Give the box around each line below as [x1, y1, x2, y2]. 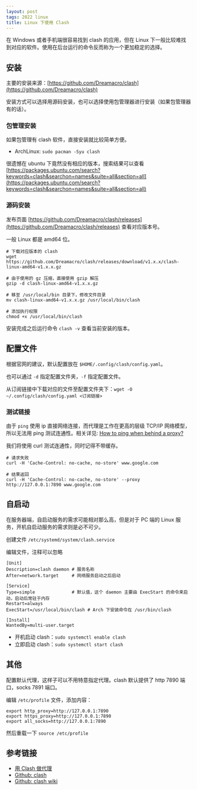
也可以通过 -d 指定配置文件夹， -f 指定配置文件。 [6, 373, 124, 380]
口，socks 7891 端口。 [6, 683, 60, 691]
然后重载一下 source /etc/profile [6, 729, 89, 736]
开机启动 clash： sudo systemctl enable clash [14, 633, 126, 640]
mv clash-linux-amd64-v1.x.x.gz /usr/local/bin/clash [6, 297, 141, 303]
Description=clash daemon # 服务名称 [6, 566, 95, 572]
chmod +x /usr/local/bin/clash [6, 313, 83, 320]
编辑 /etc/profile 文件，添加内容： [6, 696, 92, 703]
